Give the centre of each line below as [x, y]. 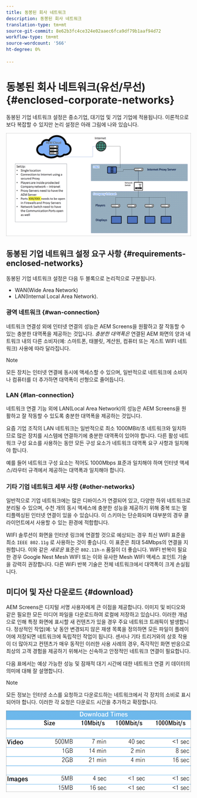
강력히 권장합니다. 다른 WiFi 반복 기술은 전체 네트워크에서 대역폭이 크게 [93, 564]
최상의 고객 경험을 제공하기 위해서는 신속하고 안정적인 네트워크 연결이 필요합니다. [98, 651]
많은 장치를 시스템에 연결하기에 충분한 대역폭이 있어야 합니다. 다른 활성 [97, 436]
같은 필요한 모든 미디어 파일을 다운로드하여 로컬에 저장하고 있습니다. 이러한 [91, 614]
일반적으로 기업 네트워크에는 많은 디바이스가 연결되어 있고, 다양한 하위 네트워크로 [98, 501]
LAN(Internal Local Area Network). [56, 296]
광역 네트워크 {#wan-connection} [53, 313]
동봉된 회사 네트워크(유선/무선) [76, 87]
